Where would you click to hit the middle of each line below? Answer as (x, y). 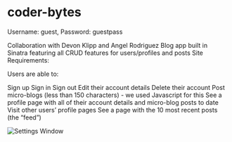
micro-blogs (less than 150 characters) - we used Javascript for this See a (115, 95)
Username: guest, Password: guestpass (65, 32)
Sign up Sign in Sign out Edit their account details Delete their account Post (116, 87)
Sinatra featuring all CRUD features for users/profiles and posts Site (105, 53)
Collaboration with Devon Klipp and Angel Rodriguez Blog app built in (108, 45)
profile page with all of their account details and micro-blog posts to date (113, 102)
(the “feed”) (25, 117)
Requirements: (28, 60)
